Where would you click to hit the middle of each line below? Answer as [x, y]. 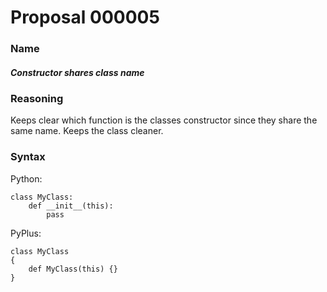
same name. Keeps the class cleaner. [87, 131]
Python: [26, 178]
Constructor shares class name [77, 72]
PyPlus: [26, 233]
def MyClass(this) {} [73, 269]
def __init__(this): [71, 206]
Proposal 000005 [85, 17]
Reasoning [37, 99]
